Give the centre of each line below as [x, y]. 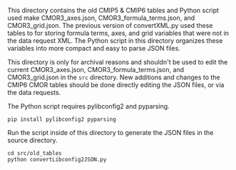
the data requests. [34, 92]
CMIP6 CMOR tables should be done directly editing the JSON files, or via [116, 85]
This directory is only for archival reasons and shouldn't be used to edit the [118, 62]
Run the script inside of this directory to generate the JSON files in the [111, 132]
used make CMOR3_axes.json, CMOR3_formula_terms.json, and [101, 18]
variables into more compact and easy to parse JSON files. [94, 48]
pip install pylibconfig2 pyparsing [62, 119]
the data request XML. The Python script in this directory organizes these [115, 41]
